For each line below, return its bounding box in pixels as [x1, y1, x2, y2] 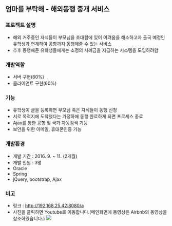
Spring [12, 171, 27, 177]
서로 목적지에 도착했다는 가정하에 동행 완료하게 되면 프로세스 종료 [12, 114, 143, 120]
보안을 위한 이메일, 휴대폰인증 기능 [12, 126, 82, 133]
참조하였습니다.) [12, 215, 45, 221]
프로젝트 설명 [5, 22, 36, 29]
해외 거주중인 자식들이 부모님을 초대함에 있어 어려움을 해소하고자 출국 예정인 [12, 34, 165, 40]
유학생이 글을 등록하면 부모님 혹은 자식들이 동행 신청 [12, 107, 117, 113]
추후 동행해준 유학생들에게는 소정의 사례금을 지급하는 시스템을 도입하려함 [12, 47, 159, 53]
